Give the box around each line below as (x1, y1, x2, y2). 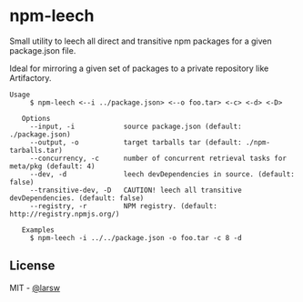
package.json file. (9, 45, 76, 55)
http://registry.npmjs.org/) (9, 209, 120, 218)
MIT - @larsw (9, 282, 61, 293)
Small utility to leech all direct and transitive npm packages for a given (9, 35, 272, 46)
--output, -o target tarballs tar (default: (29, 137, 243, 146)
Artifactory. (9, 72, 52, 83)
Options (21, 114, 51, 123)
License (9, 258, 56, 274)
